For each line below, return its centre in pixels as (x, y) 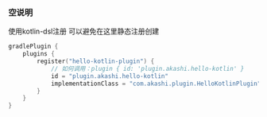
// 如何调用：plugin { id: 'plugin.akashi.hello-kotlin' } (147, 68)
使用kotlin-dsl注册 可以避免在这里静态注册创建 (84, 31)
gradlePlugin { (33, 47)
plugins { (39, 54)
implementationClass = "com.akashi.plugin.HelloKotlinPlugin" (156, 84)
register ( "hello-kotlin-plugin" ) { (96, 61)
